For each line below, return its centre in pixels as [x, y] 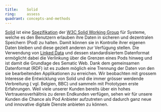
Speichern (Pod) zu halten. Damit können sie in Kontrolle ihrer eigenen [75, 43]
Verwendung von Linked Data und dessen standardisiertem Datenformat [77, 53]
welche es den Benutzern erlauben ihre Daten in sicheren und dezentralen [79, 37]
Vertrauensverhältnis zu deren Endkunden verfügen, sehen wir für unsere [79, 94]
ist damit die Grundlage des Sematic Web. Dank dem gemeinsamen [72, 63]
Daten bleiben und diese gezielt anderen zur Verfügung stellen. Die [72, 48]
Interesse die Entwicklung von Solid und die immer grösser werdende [74, 79]
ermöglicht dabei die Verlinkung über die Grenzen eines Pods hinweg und [79, 58]
